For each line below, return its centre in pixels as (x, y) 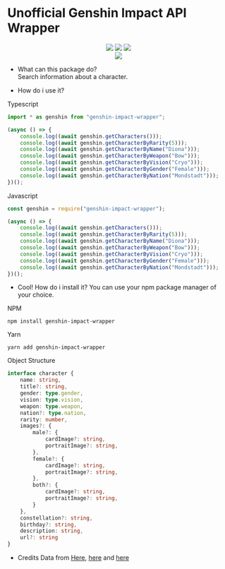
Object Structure (31, 361)
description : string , (51, 531)
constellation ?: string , (56, 518)
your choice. (36, 295)
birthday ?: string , (49, 525)
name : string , (41, 380)
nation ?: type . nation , (53, 413)
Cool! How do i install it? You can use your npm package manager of (117, 287)
